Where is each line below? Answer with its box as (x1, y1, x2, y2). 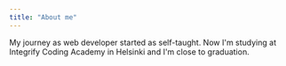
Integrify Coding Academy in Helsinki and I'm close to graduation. (9, 46, 250, 57)
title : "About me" (9, 12, 77, 22)
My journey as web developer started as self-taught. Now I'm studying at (9, 37, 277, 48)
